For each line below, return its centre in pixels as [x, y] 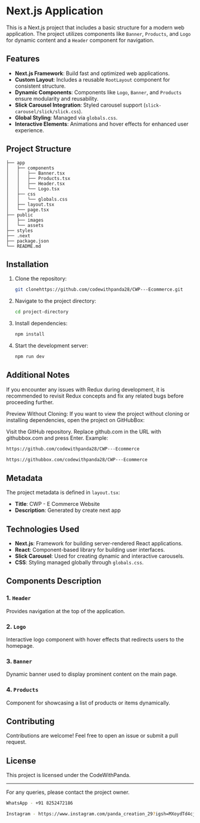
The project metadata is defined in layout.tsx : [63, 492]
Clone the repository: [41, 279]
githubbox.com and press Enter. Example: [57, 438]
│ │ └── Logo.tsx [33, 189]
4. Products [22, 690]
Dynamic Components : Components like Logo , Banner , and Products [98, 92]
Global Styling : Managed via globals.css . [66, 117]
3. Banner [19, 661]
